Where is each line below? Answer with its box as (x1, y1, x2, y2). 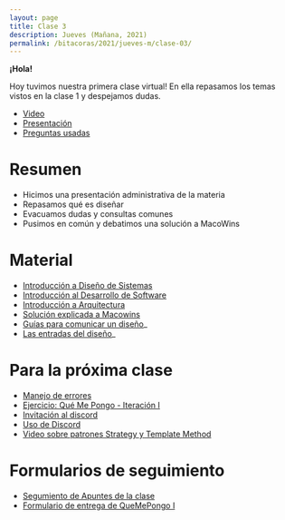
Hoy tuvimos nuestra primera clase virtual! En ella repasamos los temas (9, 81, 276, 92)
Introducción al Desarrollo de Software (22, 289, 167, 300)
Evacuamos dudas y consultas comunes (22, 209, 174, 220)
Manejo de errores (22, 390, 92, 401)
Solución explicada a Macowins (22, 309, 141, 320)
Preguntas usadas (22, 128, 90, 139)
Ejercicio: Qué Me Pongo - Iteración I (22, 400, 161, 411)
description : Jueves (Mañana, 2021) (9, 30, 147, 39)
